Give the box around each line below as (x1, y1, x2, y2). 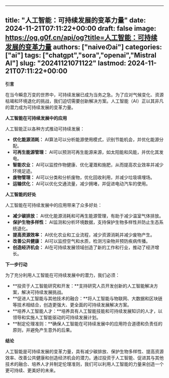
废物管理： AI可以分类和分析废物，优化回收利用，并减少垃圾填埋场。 (12, 174, 155, 180)
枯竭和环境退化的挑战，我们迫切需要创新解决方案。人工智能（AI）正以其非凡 (5, 98, 164, 104)
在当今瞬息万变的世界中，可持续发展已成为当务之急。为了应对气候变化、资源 (5, 91, 164, 97)
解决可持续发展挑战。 (21, 289, 66, 295)
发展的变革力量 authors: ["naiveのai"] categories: (5, 43, 162, 51)
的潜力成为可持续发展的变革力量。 (5, 104, 76, 110)
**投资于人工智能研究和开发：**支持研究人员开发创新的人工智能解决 (12, 283, 154, 289)
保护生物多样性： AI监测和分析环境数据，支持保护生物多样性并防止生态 (12, 219, 159, 225)
